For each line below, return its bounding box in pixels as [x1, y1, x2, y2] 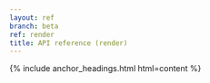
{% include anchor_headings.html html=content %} [9, 63, 202, 74]
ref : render [9, 30, 55, 39]
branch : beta [9, 22, 59, 31]
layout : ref [9, 13, 55, 23]
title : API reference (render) [9, 38, 128, 48]
